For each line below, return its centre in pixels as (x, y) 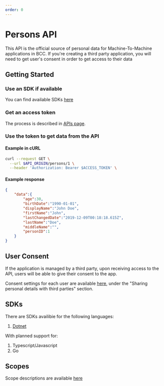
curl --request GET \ (28, 159)
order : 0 (14, 10)
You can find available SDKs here (39, 100)
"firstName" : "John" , (44, 213)
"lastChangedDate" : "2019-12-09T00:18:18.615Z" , (73, 217)
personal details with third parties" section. (49, 289)
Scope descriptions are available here (44, 378)
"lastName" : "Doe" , (42, 222)
